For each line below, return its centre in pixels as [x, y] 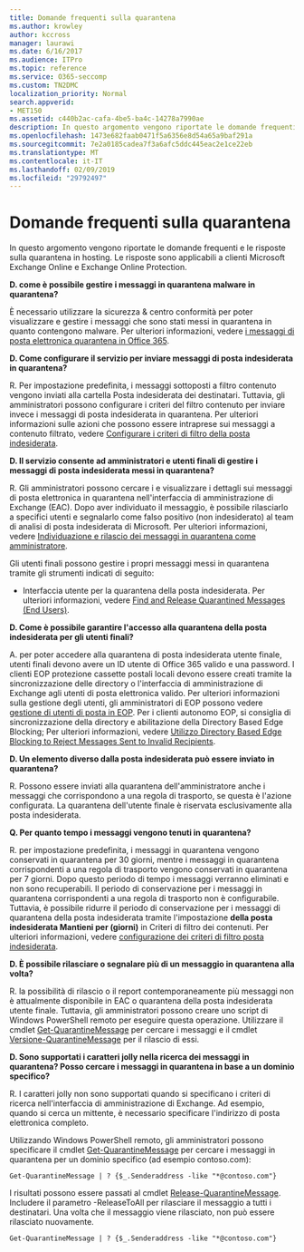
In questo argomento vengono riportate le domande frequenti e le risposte [148, 248]
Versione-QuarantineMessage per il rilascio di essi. [104, 1040]
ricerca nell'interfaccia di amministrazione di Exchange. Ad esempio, [137, 1103]
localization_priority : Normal [68, 93]
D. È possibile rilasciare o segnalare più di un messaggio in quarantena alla [152, 964]
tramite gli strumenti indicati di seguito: [82, 573]
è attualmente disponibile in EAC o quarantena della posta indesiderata [141, 1001]
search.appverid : [42, 102]
